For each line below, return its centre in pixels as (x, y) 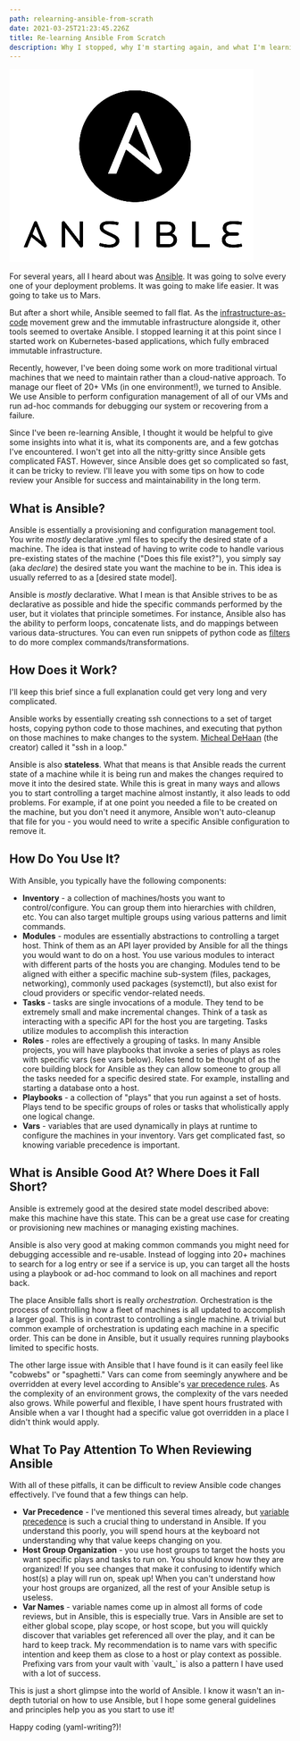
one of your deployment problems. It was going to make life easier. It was (144, 286)
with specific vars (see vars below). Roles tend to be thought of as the (151, 1059)
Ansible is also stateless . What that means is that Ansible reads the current (148, 764)
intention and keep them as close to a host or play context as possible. (152, 1654)
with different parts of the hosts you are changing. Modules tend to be (151, 964)
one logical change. (58, 1116)
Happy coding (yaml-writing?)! (66, 1727)
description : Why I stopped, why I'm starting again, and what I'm (137, 47)
